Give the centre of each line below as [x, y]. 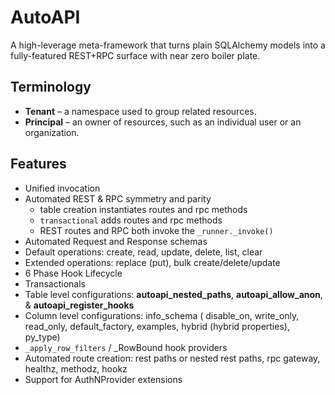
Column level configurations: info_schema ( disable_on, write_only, [162, 315]
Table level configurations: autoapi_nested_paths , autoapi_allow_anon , [173, 294]
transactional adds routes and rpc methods [131, 220]
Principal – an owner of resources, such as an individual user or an [163, 122]
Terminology [51, 87]
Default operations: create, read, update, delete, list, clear [143, 252]
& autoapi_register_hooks [79, 305]
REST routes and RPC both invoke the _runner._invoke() [156, 230]
